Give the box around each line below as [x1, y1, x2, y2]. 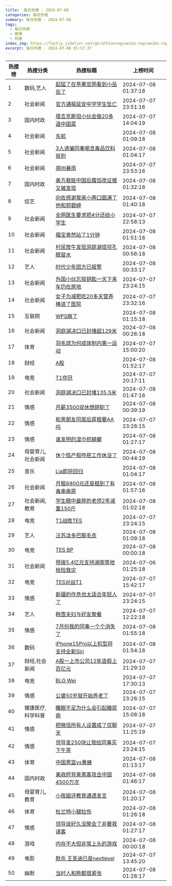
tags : [5, 22, 17, 27]
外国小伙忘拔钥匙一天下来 [55, 275, 118, 283]
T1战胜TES [55, 517, 82, 524]
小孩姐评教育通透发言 [55, 792, 107, 799]
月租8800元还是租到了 [55, 480, 110, 487]
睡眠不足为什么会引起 [55, 704, 107, 711]
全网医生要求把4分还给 [55, 211, 111, 218]
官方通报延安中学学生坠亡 [55, 100, 118, 108]
